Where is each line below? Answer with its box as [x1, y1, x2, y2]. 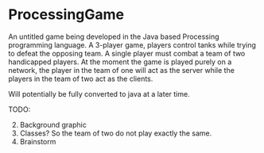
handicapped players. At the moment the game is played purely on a [8, 57, 232, 67]
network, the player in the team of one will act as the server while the [8, 65, 235, 75]
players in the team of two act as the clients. [8, 74, 153, 83]
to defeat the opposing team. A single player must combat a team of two [8, 48, 246, 58]
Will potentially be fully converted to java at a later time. [8, 89, 190, 98]
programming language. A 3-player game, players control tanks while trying [8, 40, 257, 49]
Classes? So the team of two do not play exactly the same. [19, 128, 212, 138]
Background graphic [19, 120, 87, 129]
